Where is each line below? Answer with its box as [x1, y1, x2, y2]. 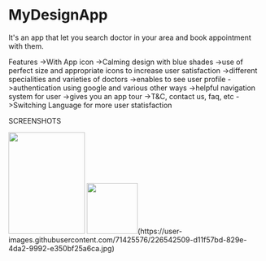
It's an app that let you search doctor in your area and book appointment [8, 33, 252, 42]
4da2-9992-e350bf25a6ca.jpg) [8, 243, 116, 253]
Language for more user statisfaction [47, 100, 172, 110]
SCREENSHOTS [8, 115, 62, 125]
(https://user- [137, 226, 183, 236]
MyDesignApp [8, 6, 108, 24]
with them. [8, 41, 44, 50]
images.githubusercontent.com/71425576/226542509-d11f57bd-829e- [8, 234, 247, 245]
